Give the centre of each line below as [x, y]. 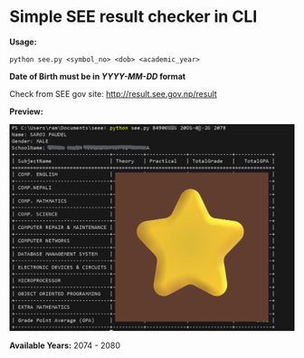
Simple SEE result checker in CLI [133, 17]
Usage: [24, 42]
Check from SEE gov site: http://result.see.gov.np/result [113, 93]
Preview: [26, 111]
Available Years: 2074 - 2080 [65, 345]
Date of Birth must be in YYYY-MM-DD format [98, 76]
